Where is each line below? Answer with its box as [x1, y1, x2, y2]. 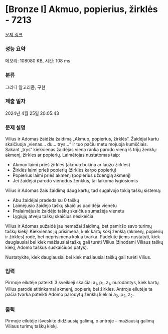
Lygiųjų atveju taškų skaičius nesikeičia [12, 213, 94, 220]
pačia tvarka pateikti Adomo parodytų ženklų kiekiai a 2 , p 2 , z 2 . [5, 291, 134, 299]
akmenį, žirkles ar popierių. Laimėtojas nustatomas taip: [5, 152, 120, 158]
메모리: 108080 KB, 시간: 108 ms [5, 58, 71, 64]
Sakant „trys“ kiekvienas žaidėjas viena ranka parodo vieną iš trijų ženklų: [5, 147, 157, 153]
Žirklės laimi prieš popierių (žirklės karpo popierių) [12, 167, 117, 173]
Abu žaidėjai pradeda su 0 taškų [12, 197, 79, 204]
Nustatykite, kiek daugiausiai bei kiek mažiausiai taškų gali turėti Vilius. [5, 254, 151, 260]
